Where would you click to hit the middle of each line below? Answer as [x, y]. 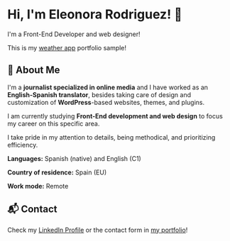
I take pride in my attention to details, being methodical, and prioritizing [111, 137]
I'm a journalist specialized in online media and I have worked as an [108, 87]
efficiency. [23, 145]
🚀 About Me [34, 70]
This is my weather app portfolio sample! [67, 47]
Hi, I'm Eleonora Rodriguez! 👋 [95, 15]
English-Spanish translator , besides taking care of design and [99, 94]
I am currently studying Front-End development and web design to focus [115, 116]
